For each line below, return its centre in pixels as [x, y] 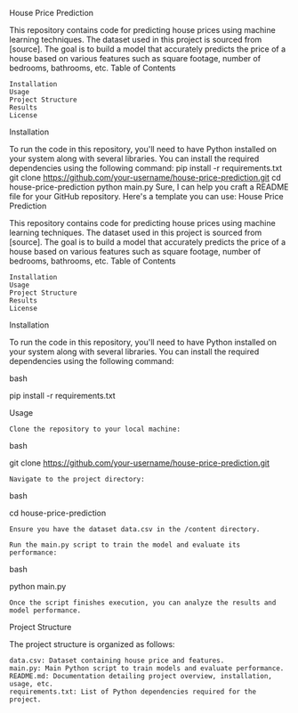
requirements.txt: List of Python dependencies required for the [133, 692]
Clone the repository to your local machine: [95, 429]
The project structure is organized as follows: [92, 644]
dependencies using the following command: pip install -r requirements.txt [146, 168]
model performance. [45, 611]
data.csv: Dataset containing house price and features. [117, 660]
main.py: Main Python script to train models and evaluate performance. [147, 668]
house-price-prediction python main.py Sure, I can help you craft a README [149, 187]
